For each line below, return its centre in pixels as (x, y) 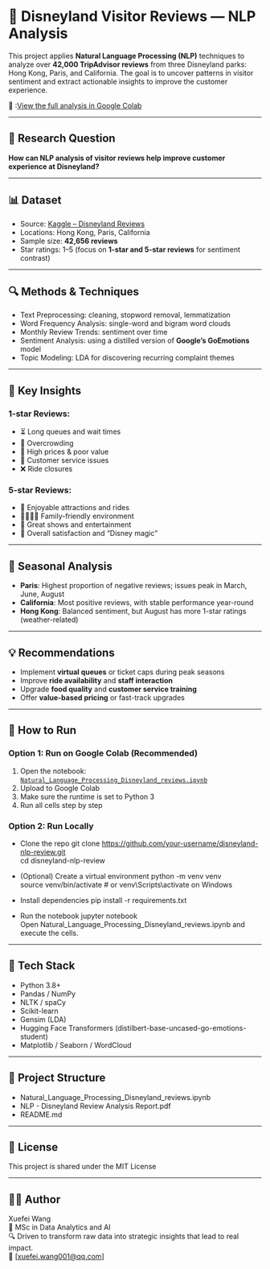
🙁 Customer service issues (64, 460)
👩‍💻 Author (35, 1199)
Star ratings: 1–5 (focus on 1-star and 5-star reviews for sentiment (130, 249)
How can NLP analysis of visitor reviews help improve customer (117, 158)
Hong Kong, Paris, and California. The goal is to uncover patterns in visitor (131, 72)
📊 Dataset (35, 200)
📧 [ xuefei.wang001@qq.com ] (56, 1257)
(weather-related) (49, 620)
